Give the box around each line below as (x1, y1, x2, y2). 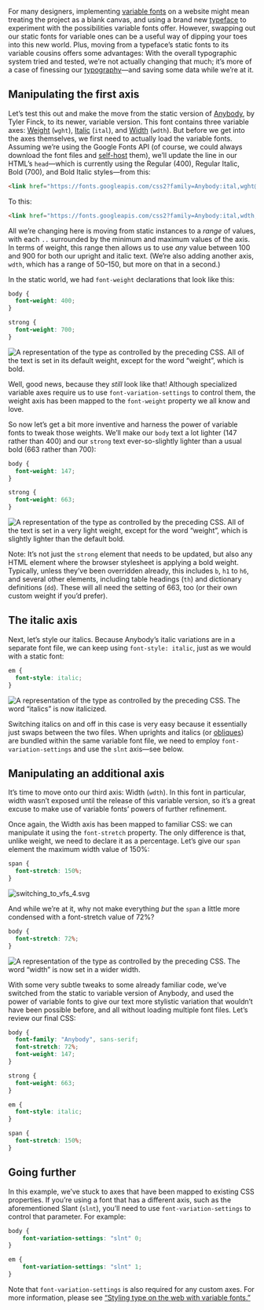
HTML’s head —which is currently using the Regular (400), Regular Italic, (8, 159, 240, 168)
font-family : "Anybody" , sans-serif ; (15, 1036, 139, 1044)
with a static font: (8, 651, 64, 661)
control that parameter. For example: (8, 1212, 126, 1221)
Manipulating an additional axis (8, 766, 165, 780)
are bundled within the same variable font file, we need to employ (8, 736, 220, 745)
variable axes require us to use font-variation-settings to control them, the (8, 387, 256, 397)
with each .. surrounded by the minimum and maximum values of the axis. (8, 234, 250, 244)
